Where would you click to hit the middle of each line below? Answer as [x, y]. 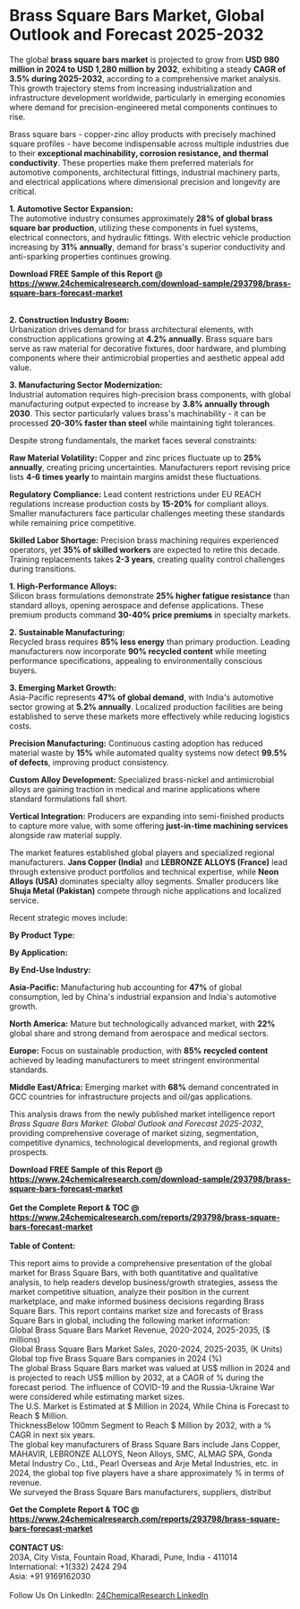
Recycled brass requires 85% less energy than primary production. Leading [150, 642]
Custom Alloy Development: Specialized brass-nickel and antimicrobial [142, 779]
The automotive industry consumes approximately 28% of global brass [141, 218]
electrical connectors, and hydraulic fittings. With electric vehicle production [150, 237]
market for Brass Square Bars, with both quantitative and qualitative [134, 1272]
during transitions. [43, 568]
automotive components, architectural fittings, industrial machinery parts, [145, 172]
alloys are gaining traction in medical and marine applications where [135, 789]
